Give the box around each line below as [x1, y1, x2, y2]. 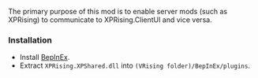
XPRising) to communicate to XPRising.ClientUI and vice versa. [8, 15, 212, 24]
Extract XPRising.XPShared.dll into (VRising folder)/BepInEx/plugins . [19, 61, 251, 70]
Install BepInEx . [19, 53, 70, 62]
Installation [8, 35, 53, 46]
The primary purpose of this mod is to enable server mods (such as [8, 7, 227, 16]
